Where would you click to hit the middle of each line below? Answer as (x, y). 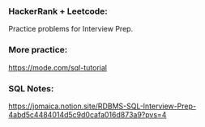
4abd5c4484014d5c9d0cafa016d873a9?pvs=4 (88, 114)
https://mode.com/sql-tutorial (58, 67)
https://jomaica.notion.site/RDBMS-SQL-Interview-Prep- (102, 106)
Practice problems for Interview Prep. (71, 29)
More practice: (38, 50)
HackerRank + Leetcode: (58, 11)
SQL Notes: (31, 88)
